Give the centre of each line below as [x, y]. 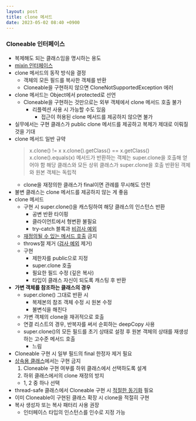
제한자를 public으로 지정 [60, 258]
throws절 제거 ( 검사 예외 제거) [58, 243]
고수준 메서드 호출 [55, 339]
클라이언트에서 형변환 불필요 [64, 221]
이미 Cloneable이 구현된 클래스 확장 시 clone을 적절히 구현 [82, 398]
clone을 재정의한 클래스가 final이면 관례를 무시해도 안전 [87, 184]
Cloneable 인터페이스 [36, 44]
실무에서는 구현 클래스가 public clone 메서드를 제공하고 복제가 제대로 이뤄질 [102, 124]
